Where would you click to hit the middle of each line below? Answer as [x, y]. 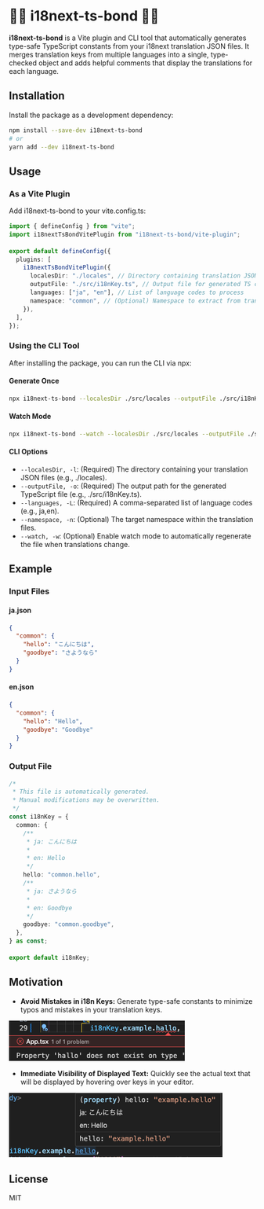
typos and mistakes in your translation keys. [91, 1009]
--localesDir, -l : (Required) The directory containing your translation [134, 469]
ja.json [20, 610]
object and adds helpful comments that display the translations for [146, 63]
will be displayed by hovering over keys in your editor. [107, 1082]
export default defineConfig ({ [60, 251]
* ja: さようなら [52, 891]
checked [23, 63]
